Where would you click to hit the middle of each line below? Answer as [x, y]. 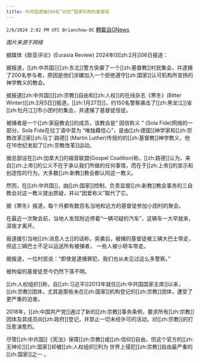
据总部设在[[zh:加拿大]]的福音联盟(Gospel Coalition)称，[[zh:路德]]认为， [96, 158]
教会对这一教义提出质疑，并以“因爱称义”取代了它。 [69, 193]
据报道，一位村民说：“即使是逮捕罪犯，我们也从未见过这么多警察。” [88, 259]
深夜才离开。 [22, 226]
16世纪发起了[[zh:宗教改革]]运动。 [53, 145]
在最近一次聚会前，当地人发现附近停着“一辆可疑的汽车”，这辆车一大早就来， [100, 218]
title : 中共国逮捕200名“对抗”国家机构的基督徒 [58, 12]
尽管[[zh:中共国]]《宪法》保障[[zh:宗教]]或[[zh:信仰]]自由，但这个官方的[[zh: [100, 339]
